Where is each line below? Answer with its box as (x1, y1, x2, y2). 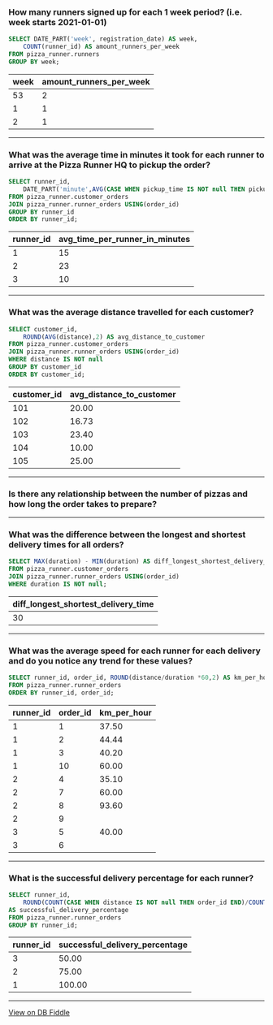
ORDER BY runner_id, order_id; (8, 689, 115, 697)
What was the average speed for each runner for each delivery (8, 645, 262, 656)
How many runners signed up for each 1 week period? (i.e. (8, 6, 242, 18)
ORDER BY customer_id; (8, 370, 85, 378)
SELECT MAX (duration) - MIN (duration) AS (8, 557, 151, 566)
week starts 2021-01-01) (8, 16, 107, 28)
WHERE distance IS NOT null (8, 356, 104, 364)
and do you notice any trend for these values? (8, 655, 193, 666)
